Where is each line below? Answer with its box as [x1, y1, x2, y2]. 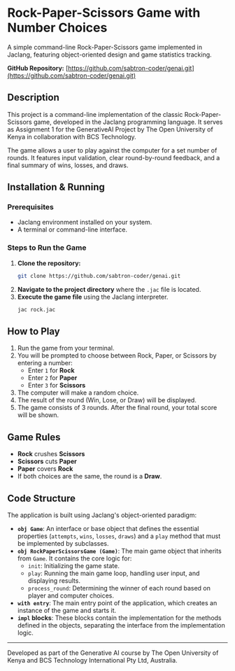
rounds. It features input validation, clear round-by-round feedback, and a [7, 153, 220, 162]
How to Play [7, 325, 61, 337]
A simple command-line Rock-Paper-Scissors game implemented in [7, 43, 203, 51]
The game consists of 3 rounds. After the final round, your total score [17, 404, 218, 412]
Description [7, 92, 59, 104]
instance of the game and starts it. [17, 606, 117, 614]
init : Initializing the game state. [27, 561, 120, 570]
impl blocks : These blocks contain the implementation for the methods [17, 614, 222, 622]
